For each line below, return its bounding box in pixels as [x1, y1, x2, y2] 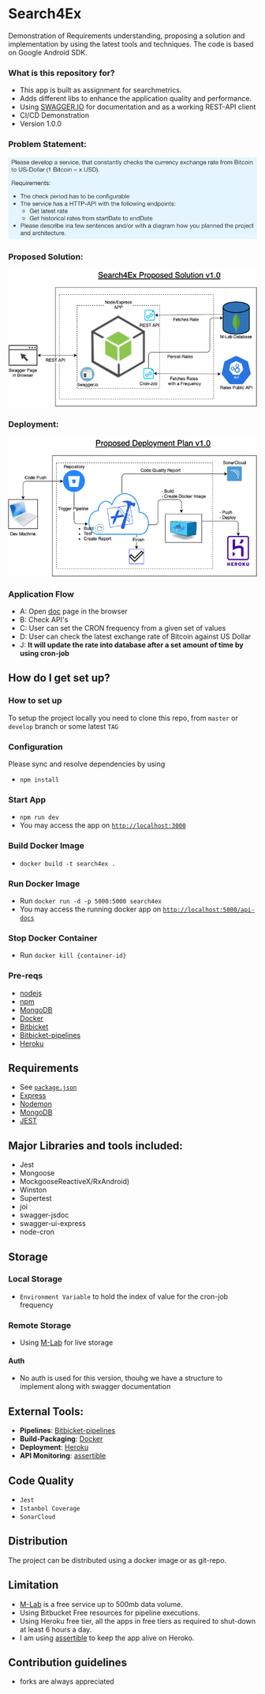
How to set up [8, 695, 62, 706]
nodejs [19, 988, 42, 998]
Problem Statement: [8, 139, 87, 150]
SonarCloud [19, 1513, 56, 1521]
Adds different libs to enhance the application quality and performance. [19, 94, 252, 104]
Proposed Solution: [8, 251, 84, 262]
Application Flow [8, 588, 75, 599]
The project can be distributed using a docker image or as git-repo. [8, 1555, 227, 1565]
